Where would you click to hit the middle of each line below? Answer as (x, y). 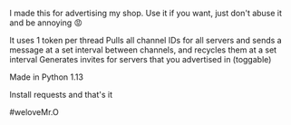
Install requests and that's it (61, 95)
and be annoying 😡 (46, 23)
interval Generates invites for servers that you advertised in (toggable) (141, 59)
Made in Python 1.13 (47, 77)
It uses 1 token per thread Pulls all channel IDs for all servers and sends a (146, 40)
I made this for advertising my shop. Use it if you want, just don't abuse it (146, 13)
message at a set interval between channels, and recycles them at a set (143, 50)
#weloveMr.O (34, 112)
